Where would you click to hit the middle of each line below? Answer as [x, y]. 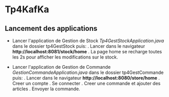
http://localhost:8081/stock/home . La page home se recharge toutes [87, 52]
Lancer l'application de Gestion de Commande [61, 67]
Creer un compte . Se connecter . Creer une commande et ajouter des [86, 83]
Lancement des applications [51, 28]
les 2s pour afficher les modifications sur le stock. [65, 57]
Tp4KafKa [27, 9]
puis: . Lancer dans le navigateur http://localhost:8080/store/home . [86, 78]
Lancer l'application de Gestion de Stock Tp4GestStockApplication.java [88, 41]
